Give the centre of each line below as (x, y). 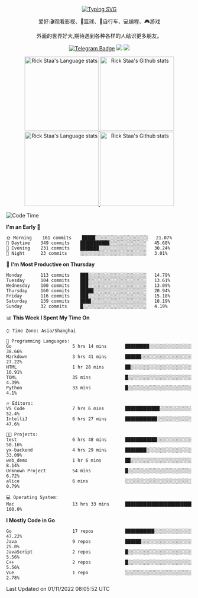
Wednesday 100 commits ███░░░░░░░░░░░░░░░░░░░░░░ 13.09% (88, 286)
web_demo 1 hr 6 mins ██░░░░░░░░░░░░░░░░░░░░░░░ (99, 461)
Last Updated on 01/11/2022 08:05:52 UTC (58, 589)
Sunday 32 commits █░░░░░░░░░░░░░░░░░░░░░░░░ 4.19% (87, 306)
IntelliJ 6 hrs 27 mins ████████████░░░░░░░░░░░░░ (99, 419)
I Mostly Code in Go (30, 520)
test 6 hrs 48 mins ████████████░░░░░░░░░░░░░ (99, 440)
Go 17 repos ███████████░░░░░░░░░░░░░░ (99, 531)
